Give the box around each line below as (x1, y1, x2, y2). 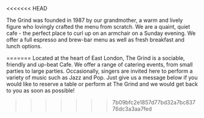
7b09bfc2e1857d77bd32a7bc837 (112, 99, 196, 106)
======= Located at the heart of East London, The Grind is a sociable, (6, 54, 185, 62)
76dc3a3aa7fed (112, 105, 152, 112)
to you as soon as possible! (6, 87, 75, 94)
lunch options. (6, 43, 43, 50)
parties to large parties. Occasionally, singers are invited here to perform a (6, 67, 193, 75)
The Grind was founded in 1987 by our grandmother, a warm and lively (6, 17, 183, 24)
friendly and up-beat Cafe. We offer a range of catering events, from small (6, 61, 193, 68)
